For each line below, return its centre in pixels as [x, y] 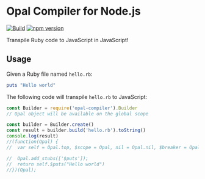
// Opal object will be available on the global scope [77, 114]
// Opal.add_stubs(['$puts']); [47, 158]
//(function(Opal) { [33, 142]
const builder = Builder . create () [50, 125]
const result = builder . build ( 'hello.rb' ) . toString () [76, 130]
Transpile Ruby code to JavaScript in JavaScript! [67, 40]
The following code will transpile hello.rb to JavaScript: [77, 97]
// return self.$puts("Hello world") [56, 164]
